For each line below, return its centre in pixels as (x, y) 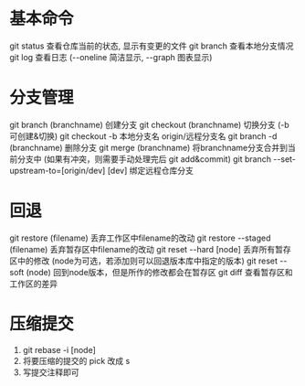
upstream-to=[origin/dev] (58, 170)
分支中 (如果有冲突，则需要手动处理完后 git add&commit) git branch (144, 159)
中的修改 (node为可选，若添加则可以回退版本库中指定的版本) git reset (147, 261)
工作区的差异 (33, 284)
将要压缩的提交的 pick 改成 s (76, 360)
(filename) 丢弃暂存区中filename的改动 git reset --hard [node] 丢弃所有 (142, 249)
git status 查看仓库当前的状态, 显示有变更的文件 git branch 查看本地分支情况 (152, 46)
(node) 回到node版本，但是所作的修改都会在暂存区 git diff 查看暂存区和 (159, 272)
